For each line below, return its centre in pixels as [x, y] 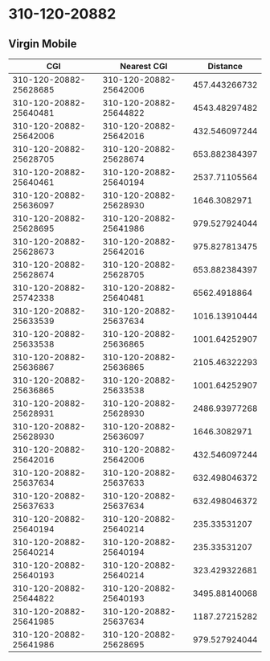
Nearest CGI [144, 66]
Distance [225, 66]
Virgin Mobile [43, 44]
